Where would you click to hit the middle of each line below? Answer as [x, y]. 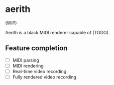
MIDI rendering [28, 66]
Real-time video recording [39, 71]
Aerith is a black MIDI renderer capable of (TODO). [58, 32]
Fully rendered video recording [44, 77]
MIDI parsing [26, 60]
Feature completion [36, 48]
